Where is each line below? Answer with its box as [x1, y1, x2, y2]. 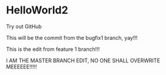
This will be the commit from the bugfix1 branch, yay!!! [6, 34, 138, 41]
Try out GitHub [6, 23, 42, 30]
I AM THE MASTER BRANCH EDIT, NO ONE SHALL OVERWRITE [6, 57, 161, 64]
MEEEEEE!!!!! [6, 63, 37, 70]
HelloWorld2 [6, 4, 69, 17]
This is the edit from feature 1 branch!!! [6, 45, 100, 53]
